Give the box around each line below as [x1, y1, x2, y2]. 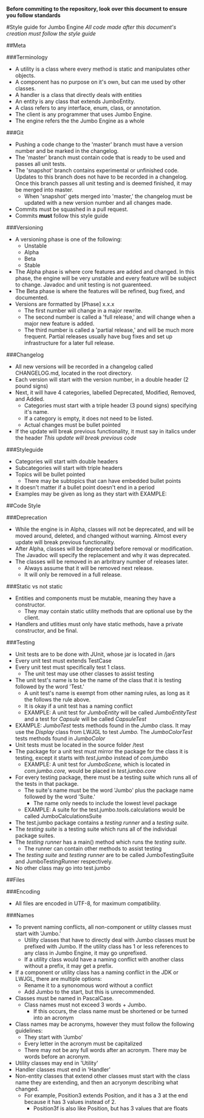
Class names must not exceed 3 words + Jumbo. [24, 1001, 147, 1008]
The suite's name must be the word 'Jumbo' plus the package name [24, 786, 194, 794]
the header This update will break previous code [15, 434, 137, 441]
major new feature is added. [24, 320, 95, 327]
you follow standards [6, 12, 61, 19]
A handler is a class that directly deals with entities [15, 91, 142, 98]
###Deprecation [6, 514, 47, 521]
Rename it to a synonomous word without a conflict [24, 981, 153, 989]
